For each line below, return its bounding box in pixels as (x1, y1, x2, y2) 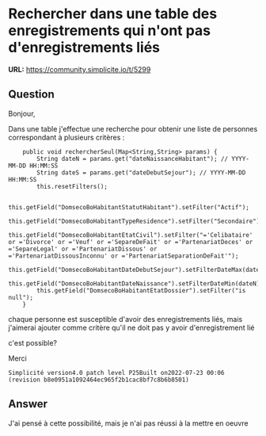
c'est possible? (8, 338, 58, 347)
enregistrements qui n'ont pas (8, 21, 211, 40)
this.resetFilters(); (36, 182, 108, 190)
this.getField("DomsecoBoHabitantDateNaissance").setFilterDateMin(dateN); (8, 279, 264, 288)
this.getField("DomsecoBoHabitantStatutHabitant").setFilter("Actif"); (8, 203, 249, 211)
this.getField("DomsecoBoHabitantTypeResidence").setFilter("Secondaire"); (8, 217, 264, 225)
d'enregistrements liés (8, 39, 161, 56)
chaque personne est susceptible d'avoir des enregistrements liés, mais (8, 314, 243, 323)
